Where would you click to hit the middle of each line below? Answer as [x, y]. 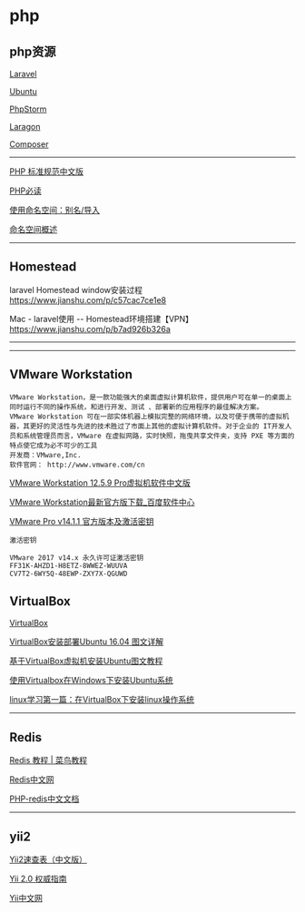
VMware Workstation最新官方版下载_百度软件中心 [102, 502]
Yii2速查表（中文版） [49, 859]
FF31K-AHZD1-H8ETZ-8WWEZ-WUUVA [69, 565]
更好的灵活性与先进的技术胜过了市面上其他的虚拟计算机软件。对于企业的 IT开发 [157, 426]
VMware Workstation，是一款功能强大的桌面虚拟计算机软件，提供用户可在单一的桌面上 [151, 397]
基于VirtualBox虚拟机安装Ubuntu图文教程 [86, 661]
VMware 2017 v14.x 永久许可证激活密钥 [76, 558]
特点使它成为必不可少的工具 [54, 446]
